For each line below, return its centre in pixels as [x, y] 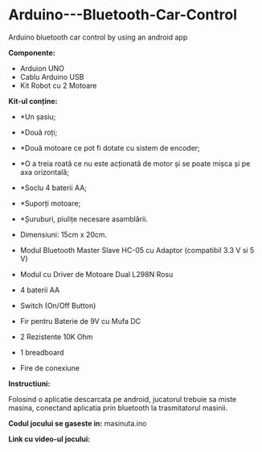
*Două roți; [39, 132]
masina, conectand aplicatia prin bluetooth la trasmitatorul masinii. [118, 408]
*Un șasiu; [38, 116]
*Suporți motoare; [50, 203]
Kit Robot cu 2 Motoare [58, 85]
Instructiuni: [29, 384]
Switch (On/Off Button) [58, 305]
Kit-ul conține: [33, 101]
